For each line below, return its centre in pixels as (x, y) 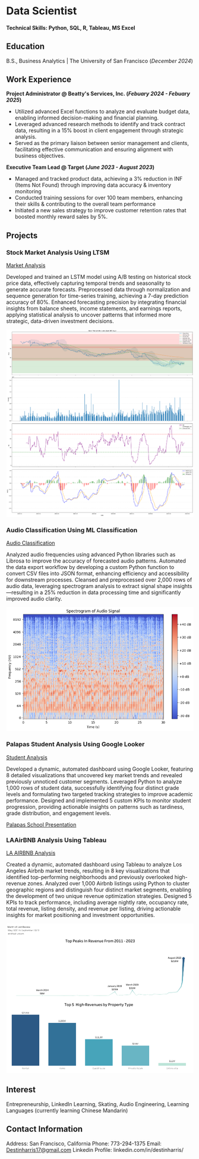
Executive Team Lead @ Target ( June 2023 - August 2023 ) (80, 167)
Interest (21, 1090)
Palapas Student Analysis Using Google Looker (75, 745)
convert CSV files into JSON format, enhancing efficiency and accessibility (98, 574)
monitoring (28, 191)
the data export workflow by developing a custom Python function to (90, 567)
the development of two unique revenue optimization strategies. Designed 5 (99, 896)
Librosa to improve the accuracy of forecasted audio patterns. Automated (96, 561)
